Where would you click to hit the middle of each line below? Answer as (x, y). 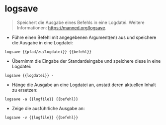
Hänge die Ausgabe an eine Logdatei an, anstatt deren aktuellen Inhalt (84, 85)
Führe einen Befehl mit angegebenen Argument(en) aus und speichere (84, 37)
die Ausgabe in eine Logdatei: (42, 42)
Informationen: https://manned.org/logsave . (61, 27)
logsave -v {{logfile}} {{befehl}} (41, 118)
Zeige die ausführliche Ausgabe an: (48, 108)
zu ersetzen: (25, 90)
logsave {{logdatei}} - (29, 75)
